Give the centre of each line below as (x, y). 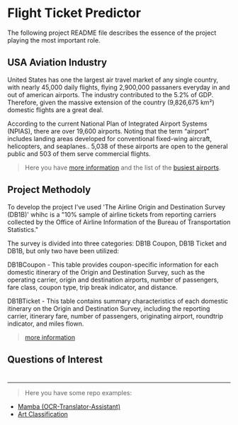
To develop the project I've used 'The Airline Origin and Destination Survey (116, 206)
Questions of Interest (55, 359)
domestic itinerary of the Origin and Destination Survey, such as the (106, 272)
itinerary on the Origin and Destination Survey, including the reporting (109, 308)
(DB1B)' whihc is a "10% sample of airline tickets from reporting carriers (112, 214)
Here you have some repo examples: (78, 393)
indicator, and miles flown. (46, 324)
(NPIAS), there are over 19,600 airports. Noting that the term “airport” (108, 131)
